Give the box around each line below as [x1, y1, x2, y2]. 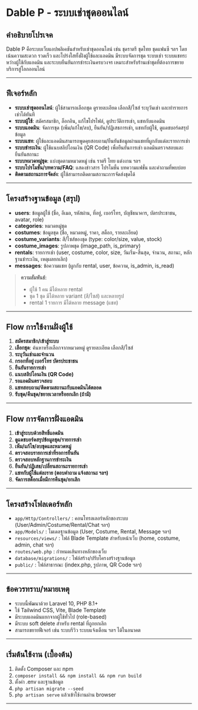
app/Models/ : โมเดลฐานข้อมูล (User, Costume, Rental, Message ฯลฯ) [14, 528, 172, 535]
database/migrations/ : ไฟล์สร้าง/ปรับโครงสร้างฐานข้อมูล [14, 555, 136, 562]
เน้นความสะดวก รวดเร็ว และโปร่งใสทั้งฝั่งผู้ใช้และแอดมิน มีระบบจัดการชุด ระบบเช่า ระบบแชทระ [6, 52, 187, 59]
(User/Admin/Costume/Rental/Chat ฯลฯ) [14, 522, 110, 529]
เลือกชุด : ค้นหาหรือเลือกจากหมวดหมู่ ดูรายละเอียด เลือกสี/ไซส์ [14, 344, 134, 351]
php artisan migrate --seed [14, 686, 84, 692]
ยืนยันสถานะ [14, 151, 39, 158]
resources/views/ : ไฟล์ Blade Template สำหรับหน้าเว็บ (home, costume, [14, 535, 180, 542]
